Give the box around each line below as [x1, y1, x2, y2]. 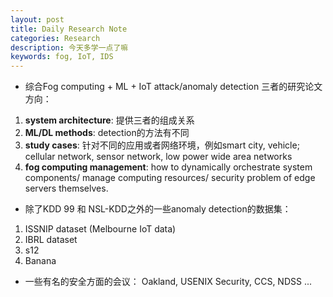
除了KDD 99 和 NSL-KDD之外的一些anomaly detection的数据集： [24, 203, 292, 215]
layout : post [10, 14, 65, 25]
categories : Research [10, 33, 101, 43]
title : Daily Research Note [10, 24, 128, 34]
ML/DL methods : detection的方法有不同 [24, 127, 190, 139]
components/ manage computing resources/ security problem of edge [24, 172, 316, 184]
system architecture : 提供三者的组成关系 [24, 114, 195, 126]
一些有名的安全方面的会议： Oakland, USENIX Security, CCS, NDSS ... [24, 276, 313, 288]
